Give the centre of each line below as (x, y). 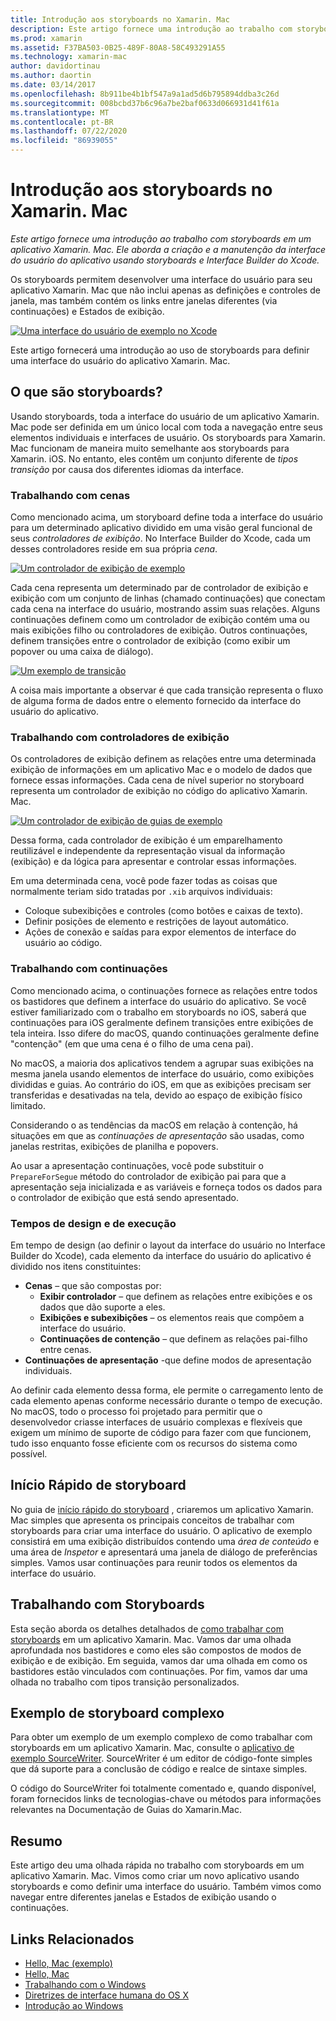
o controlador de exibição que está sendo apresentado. (124, 1197)
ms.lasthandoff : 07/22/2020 (69, 131)
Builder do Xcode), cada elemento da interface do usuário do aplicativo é (161, 1255)
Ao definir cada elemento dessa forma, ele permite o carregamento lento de (167, 1390)
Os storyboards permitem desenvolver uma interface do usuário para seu (161, 279)
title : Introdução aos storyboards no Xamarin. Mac (120, 19)
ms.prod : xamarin (46, 38)
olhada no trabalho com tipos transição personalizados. (125, 1682)
